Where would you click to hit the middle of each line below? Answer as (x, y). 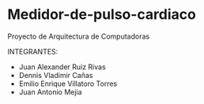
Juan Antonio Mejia (50, 91)
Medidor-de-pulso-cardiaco (102, 15)
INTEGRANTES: (33, 51)
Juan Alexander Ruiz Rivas (62, 67)
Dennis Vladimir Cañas (56, 75)
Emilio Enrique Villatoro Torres (68, 84)
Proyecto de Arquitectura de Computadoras (79, 36)
